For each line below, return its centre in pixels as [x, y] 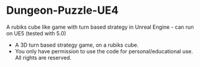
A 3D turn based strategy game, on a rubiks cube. [77, 45]
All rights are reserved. [43, 57]
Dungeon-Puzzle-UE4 [62, 10]
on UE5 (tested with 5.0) [36, 33]
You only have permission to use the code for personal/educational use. [104, 51]
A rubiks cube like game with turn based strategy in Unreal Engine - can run [100, 27]
